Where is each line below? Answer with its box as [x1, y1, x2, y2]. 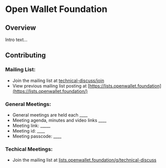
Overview [5, 23, 36, 32]
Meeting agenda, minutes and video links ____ [12, 117, 106, 123]
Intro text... [5, 36, 27, 42]
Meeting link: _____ [12, 122, 51, 128]
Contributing [5, 51, 46, 59]
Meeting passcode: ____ [12, 133, 61, 139]
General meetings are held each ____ [12, 111, 88, 118]
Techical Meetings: [5, 145, 53, 152]
